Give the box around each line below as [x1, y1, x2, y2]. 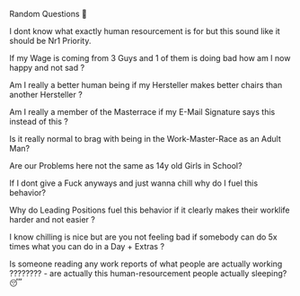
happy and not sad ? [9, 63, 85, 73]
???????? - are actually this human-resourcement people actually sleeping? [9, 268, 287, 278]
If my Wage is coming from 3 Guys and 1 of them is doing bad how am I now [9, 53, 291, 63]
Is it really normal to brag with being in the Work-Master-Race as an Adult [9, 134, 281, 144]
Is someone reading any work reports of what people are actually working [9, 258, 283, 269]
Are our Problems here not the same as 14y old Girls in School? [9, 161, 243, 170]
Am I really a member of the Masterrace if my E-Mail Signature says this [9, 107, 276, 117]
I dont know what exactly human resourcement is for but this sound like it [9, 26, 280, 36]
